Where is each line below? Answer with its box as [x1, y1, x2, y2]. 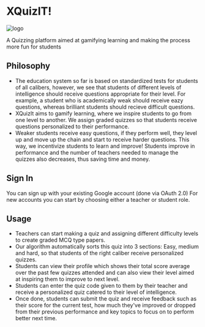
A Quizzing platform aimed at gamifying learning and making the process [6, 36, 191, 44]
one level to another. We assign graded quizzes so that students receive [15, 116, 198, 123]
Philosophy [6, 61, 51, 71]
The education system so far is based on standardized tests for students [15, 77, 198, 84]
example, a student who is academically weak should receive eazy [15, 96, 184, 104]
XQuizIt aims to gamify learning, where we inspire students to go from [15, 109, 192, 117]
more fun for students [6, 43, 61, 50]
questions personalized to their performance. [15, 123, 130, 130]
